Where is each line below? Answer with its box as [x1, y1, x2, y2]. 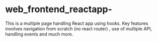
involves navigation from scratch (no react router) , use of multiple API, [5, 25, 152, 31]
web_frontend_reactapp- [5, 4, 112, 15]
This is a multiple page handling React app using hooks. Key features [5, 20, 148, 26]
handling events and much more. [5, 31, 73, 37]
